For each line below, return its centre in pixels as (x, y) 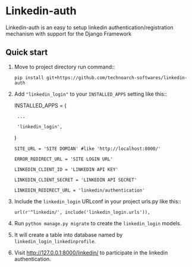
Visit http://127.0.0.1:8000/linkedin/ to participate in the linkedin (91, 252)
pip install (29, 78)
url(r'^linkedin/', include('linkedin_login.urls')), (82, 212)
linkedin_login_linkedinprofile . (55, 241)
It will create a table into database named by (68, 235)
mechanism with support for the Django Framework (69, 33)
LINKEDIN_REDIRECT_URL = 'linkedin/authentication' (79, 190)
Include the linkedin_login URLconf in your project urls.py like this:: (98, 201)
